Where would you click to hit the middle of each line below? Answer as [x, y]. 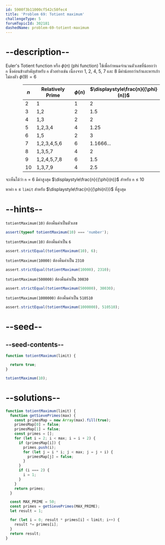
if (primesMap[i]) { [39, 443]
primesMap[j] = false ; [50, 457]
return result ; [25, 533]
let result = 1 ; [26, 511]
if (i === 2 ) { [34, 470]
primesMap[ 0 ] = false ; [37, 425]
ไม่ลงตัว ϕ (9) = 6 [21, 77]
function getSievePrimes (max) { [43, 415]
